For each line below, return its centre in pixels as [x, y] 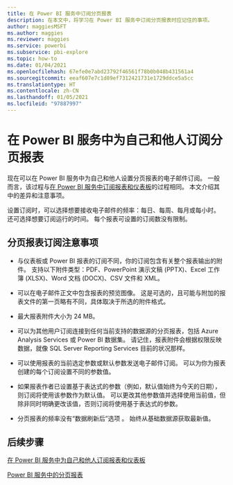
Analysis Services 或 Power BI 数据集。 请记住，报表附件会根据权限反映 [119, 339]
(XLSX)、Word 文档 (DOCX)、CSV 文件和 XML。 [95, 278]
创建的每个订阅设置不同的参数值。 [66, 371]
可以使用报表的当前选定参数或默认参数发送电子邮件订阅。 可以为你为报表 [121, 363]
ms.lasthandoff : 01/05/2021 [48, 98]
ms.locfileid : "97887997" [44, 104]
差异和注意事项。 [43, 195]
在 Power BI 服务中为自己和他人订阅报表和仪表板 [76, 460]
